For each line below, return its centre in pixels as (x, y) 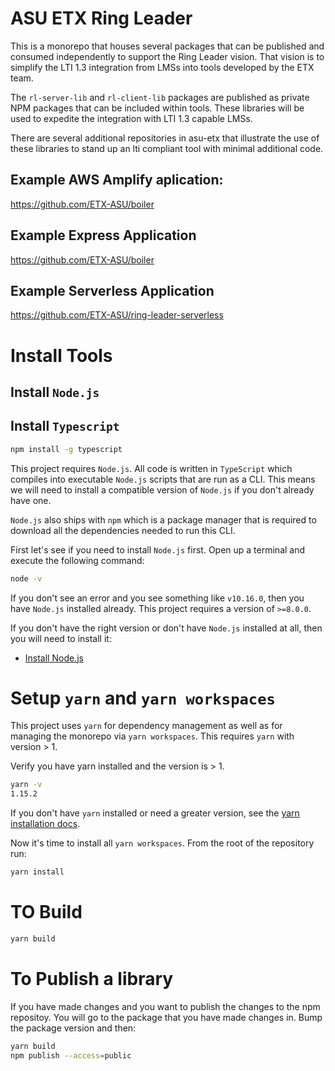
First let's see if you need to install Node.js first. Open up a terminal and (158, 549)
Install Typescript (65, 426)
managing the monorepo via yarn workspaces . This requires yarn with (152, 736)
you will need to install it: (61, 638)
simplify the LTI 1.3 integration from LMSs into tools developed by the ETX (162, 67)
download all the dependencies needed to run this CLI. (123, 530)
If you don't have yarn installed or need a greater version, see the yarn (155, 813)
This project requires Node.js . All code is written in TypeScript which (151, 468)
